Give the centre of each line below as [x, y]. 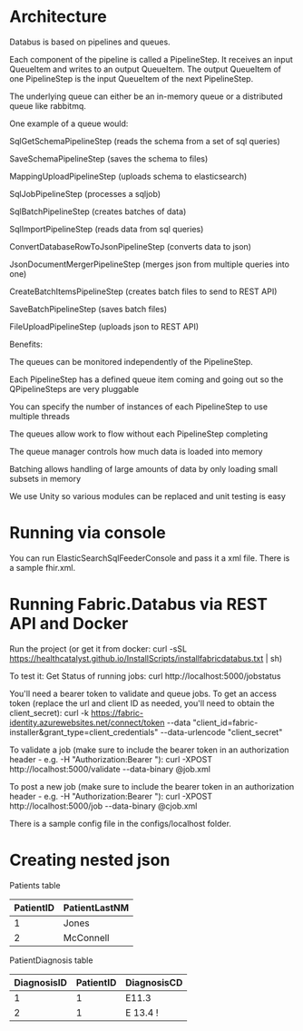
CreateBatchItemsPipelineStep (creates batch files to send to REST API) [143, 291]
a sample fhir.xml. [42, 567]
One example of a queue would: [69, 123]
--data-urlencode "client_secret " [221, 732]
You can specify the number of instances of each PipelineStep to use [139, 407]
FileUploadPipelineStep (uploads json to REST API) [104, 326]
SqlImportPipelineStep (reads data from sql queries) [107, 229]
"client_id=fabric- [225, 722]
